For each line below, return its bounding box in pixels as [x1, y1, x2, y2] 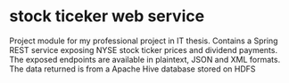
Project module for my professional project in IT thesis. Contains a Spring [9, 35, 278, 46]
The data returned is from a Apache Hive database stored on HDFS [9, 64, 256, 74]
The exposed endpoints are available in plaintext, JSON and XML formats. [9, 54, 281, 64]
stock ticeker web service [9, 6, 205, 26]
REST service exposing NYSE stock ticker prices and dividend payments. [9, 44, 278, 55]
